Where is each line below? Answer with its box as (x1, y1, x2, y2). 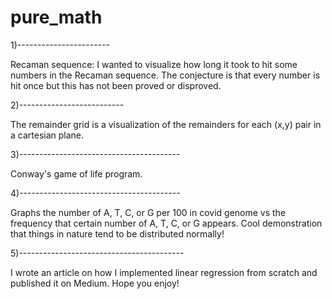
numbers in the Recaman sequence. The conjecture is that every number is (10, 69, 321, 81)
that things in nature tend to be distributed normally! (10, 227, 225, 240)
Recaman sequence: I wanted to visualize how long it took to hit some (10, 58, 298, 70)
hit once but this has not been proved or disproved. (10, 79, 222, 91)
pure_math (10, 6, 103, 29)
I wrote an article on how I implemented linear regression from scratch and (10, 266, 318, 278)
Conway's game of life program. (10, 167, 143, 180)
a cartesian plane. (10, 129, 85, 141)
